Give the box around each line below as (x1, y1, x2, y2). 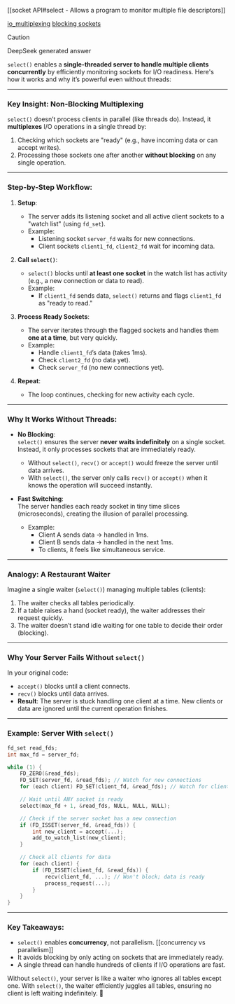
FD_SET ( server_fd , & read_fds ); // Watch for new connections (20, 777, 201, 784)
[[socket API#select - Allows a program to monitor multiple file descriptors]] (7, 6, 226, 14)
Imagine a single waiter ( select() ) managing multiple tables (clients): (7, 585, 206, 594)
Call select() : (17, 255, 58, 263)
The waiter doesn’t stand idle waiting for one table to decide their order (17, 621, 223, 630)
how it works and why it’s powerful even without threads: (7, 75, 171, 83)
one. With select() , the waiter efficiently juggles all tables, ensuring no (7, 982, 212, 990)
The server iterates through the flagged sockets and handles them (27, 326, 219, 334)
